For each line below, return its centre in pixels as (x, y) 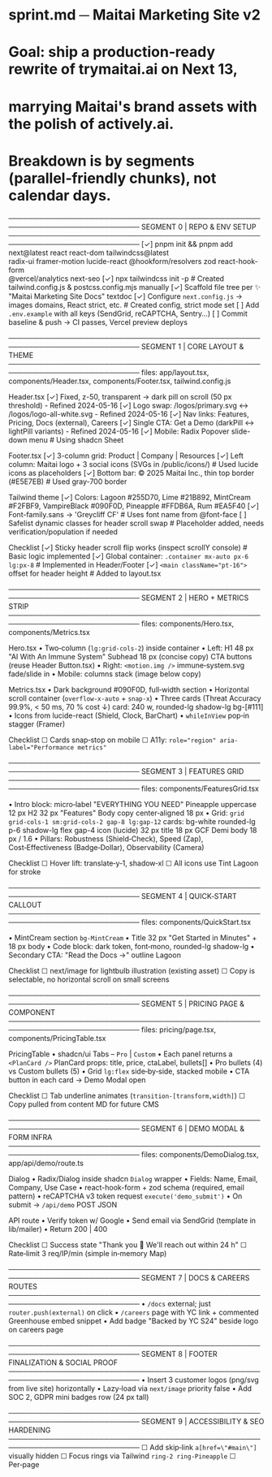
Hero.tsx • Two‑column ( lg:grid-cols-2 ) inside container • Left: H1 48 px (131, 648)
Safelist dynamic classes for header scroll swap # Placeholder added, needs (136, 523)
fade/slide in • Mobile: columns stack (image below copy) (105, 674)
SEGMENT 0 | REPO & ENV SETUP (199, 227)
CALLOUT (25, 905)
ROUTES (23, 1286)
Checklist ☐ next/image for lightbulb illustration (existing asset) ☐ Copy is (132, 970)
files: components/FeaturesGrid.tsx (200, 788)
